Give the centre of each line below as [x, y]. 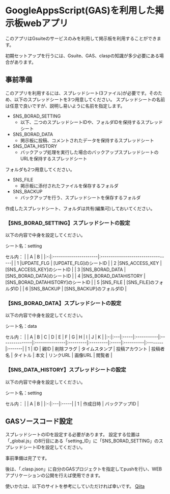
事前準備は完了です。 [27, 458]
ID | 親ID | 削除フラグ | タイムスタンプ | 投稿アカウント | [92, 349]
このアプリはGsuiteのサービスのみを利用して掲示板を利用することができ [81, 38]
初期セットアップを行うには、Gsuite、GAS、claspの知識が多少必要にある [82, 55]
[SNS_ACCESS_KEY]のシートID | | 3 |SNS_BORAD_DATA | [66, 270]
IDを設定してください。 [61, 447]
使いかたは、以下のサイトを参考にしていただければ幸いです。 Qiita [75, 486]
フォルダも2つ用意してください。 [40, 169]
